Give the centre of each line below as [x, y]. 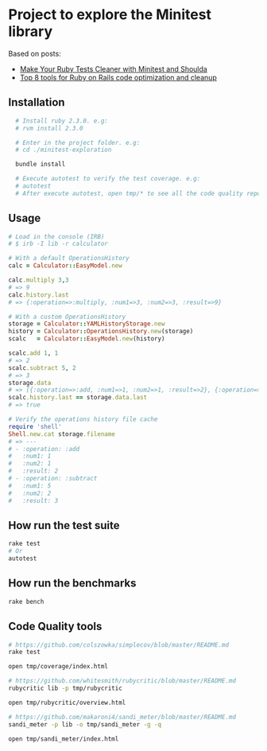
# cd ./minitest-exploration [64, 150]
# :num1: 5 [30, 486]
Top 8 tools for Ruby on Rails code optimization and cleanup [118, 77]
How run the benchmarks [72, 584]
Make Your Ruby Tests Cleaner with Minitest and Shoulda [114, 68]
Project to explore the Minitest [110, 15]
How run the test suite [64, 525]
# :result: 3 [33, 500]
